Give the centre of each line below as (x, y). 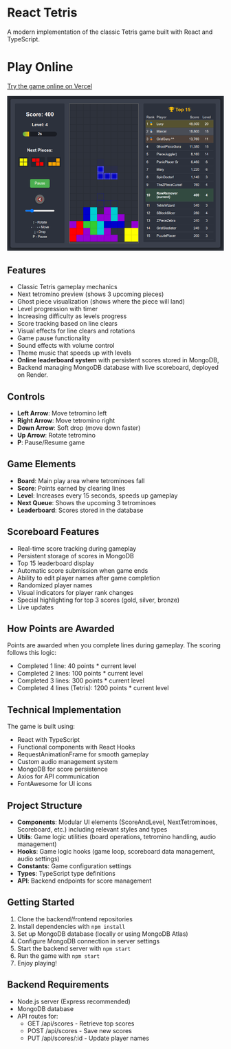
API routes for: (37, 1016)
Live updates (35, 607)
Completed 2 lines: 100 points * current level (80, 674)
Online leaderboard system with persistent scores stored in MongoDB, (118, 360)
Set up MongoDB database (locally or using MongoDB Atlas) (102, 934)
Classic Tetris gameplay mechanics (67, 287)
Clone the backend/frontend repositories (75, 919)
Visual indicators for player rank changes (75, 592)
